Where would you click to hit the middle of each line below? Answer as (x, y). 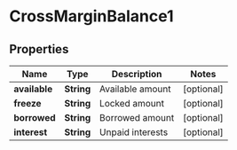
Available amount (135, 89)
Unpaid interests (134, 132)
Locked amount (131, 103)
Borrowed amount (137, 118)
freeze (28, 103)
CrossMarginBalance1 (92, 16)
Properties (39, 49)
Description (137, 74)
